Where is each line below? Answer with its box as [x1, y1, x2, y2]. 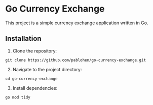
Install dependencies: [12, 85, 58, 91]
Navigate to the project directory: [12, 66, 82, 72]
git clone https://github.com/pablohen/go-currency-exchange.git [5, 58, 146, 63]
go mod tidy [5, 94, 30, 100]
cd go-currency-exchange [5, 76, 58, 81]
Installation [5, 34, 42, 43]
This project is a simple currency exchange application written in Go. [5, 20, 148, 26]
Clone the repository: [12, 47, 57, 54]
